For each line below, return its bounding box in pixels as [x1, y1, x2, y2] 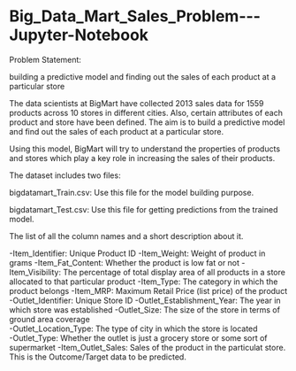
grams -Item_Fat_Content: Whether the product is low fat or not [9, 257, 240, 267]
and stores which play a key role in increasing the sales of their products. [9, 152, 276, 163]
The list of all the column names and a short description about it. [9, 230, 244, 241]
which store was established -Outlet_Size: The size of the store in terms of [9, 304, 281, 315]
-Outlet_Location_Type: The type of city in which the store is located [9, 323, 258, 334]
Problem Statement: [9, 54, 82, 65]
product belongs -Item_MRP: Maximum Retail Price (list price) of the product [9, 285, 288, 296]
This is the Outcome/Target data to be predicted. [9, 352, 187, 362]
